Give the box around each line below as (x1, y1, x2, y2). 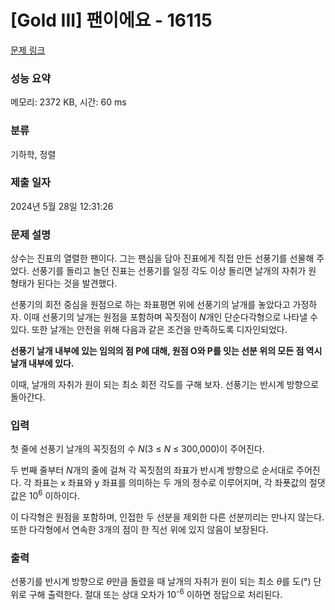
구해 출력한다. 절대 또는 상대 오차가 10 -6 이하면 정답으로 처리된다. (28, 587, 283, 601)
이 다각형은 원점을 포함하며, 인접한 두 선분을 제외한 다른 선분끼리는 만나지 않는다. (10, 511, 325, 523)
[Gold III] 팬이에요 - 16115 (10, 9, 213, 32)
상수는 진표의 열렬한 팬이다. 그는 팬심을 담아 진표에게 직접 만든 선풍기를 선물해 (10, 252, 315, 265)
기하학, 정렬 (10, 148, 57, 160)
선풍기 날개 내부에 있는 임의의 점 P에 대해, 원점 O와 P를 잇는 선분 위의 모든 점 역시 (10, 345, 323, 357)
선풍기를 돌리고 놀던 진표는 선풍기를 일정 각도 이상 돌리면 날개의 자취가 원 (31, 265, 317, 277)
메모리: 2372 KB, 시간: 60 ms (10, 96, 127, 108)
